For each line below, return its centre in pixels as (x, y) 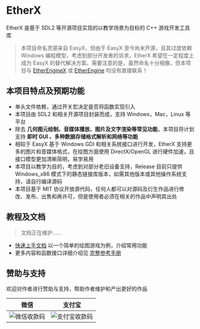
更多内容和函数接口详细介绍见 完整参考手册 (68, 252)
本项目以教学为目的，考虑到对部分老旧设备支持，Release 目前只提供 (99, 166)
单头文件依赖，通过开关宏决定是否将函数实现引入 (75, 106)
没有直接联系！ (129, 70)
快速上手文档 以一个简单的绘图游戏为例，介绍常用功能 (81, 245)
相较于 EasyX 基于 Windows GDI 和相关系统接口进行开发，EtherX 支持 (101, 144)
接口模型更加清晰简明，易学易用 (54, 159)
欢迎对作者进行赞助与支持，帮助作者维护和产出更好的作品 (77, 289)
